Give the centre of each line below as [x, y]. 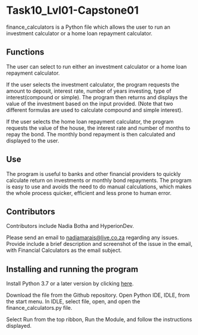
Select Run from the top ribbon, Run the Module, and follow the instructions [99, 319]
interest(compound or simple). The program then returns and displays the [97, 97]
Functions [25, 52]
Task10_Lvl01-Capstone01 [72, 10]
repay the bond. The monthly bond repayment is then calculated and [91, 134]
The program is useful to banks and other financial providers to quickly [94, 173]
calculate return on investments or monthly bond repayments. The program [99, 180]
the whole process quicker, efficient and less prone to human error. [89, 193]
